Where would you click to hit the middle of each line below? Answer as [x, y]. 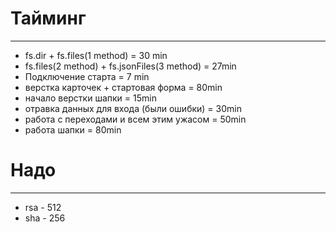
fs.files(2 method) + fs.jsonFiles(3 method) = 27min [130, 66]
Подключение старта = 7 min [87, 76]
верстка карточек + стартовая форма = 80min [123, 87]
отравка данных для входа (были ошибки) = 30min [133, 108]
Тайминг [48, 18]
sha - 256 [45, 218]
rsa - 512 [43, 207]
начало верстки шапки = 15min [90, 98]
